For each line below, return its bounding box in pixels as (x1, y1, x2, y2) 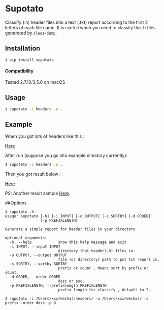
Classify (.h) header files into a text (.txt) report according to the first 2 (5, 19, 148, 25)
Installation (5, 44, 40, 52)
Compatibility (5, 68, 33, 74)
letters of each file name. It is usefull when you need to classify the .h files (5, 24, 156, 30)
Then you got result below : (5, 171, 61, 177)
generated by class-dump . (5, 30, 57, 36)
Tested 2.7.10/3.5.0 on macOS (5, 79, 66, 85)
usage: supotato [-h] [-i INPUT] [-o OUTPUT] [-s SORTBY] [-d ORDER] (5, 214, 151, 219)
